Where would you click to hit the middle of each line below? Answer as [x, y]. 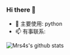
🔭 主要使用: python [39, 24]
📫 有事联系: [30, 31]
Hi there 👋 [21, 10]
